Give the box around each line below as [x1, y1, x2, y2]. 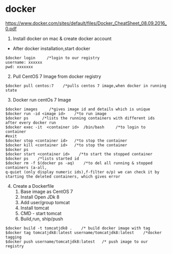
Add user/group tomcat [20, 199, 70, 205]
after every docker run [5, 120, 56, 125]
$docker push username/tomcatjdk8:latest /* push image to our [5, 239, 148, 244]
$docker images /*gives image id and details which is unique [5, 106, 150, 112]
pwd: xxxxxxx [5, 64, 33, 69]
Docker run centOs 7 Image [12, 96, 71, 103]
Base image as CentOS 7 [20, 188, 73, 194]
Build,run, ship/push [20, 216, 63, 222]
